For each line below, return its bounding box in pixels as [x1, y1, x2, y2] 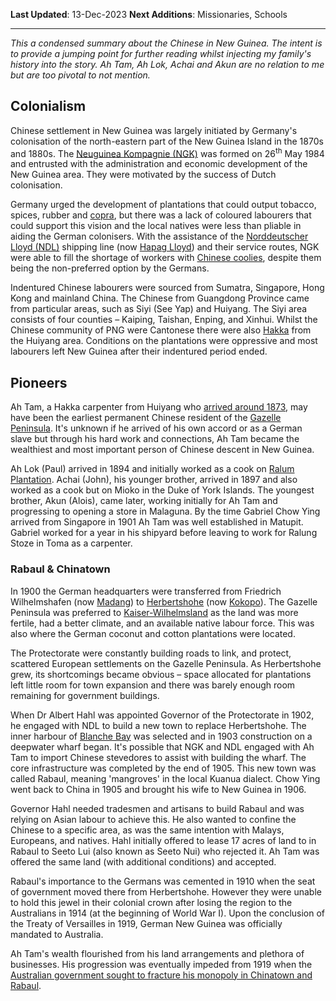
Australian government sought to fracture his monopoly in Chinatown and [10, 969, 313, 981]
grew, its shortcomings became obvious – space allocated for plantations [10, 668, 312, 680]
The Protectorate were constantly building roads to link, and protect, [10, 647, 292, 659]
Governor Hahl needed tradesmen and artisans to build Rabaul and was [10, 802, 305, 814]
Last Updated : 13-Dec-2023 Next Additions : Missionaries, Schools [10, 9, 288, 20]
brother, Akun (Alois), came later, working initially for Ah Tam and [10, 495, 278, 507]
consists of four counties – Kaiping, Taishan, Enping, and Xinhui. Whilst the [10, 314, 318, 326]
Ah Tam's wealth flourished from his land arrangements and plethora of [10, 947, 305, 959]
